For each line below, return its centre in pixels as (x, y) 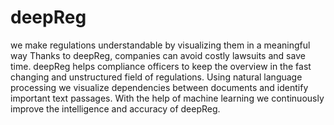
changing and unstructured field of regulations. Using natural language (156, 77)
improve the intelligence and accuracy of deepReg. (115, 108)
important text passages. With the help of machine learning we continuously (167, 98)
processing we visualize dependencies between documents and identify (159, 87)
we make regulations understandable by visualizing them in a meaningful (160, 45)
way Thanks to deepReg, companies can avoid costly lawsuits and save (158, 55)
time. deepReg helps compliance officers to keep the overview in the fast (161, 66)
